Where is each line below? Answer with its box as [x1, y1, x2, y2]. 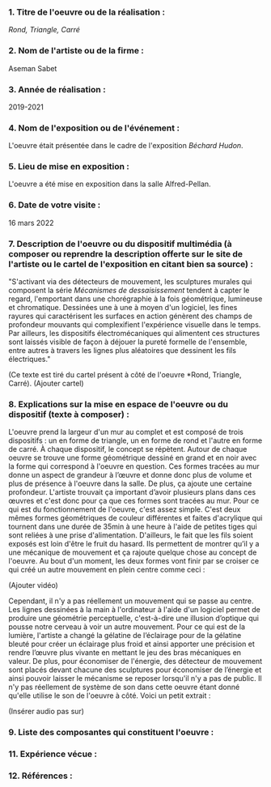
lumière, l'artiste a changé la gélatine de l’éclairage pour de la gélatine [8, 631, 242, 640]
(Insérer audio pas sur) [8, 707, 85, 717]
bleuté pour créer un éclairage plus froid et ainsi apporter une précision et [8, 639, 255, 649]
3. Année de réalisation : [8, 83, 107, 95]
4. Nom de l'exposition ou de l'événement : [8, 122, 180, 134]
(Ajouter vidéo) [8, 581, 58, 590]
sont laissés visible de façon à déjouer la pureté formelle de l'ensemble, [8, 337, 248, 347]
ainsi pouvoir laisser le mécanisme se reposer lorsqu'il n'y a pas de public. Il [8, 674, 262, 683]
